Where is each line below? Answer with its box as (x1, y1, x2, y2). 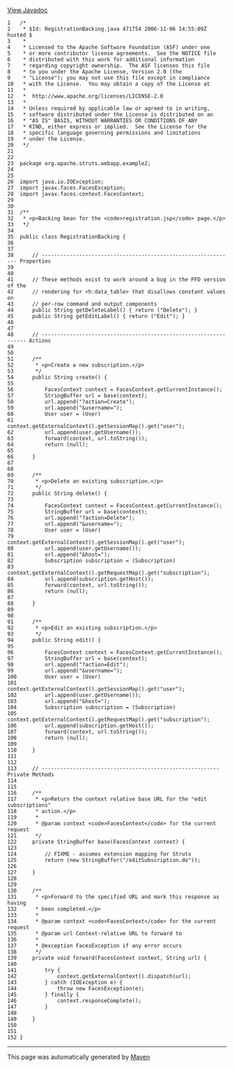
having (7, 900, 26, 907)
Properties (19, 258, 52, 265)
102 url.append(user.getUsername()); (7, 692, 141, 698)
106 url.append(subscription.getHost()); (7, 722, 155, 729)
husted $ (7, 31, 33, 38)
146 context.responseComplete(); (7, 997, 141, 1004)
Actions (29, 337, 52, 344)
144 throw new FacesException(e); (7, 985, 145, 992)
